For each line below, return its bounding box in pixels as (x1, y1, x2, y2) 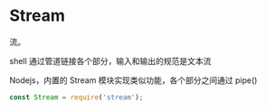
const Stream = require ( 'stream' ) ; (9, 92, 144, 102)
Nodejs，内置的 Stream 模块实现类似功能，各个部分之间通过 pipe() (9, 74, 258, 86)
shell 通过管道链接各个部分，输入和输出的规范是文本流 (9, 55, 212, 66)
